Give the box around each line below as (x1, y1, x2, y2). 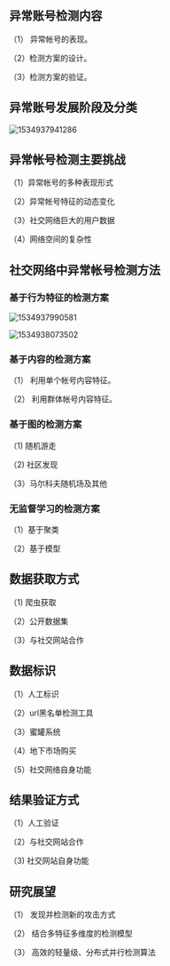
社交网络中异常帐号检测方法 (9, 262, 161, 277)
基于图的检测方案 (9, 419, 82, 431)
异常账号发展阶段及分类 (9, 100, 137, 116)
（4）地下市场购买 (9, 745, 77, 755)
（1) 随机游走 (9, 440, 57, 451)
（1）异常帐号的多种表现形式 (9, 177, 113, 188)
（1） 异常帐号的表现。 (9, 34, 93, 44)
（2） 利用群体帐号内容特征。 (9, 394, 118, 404)
